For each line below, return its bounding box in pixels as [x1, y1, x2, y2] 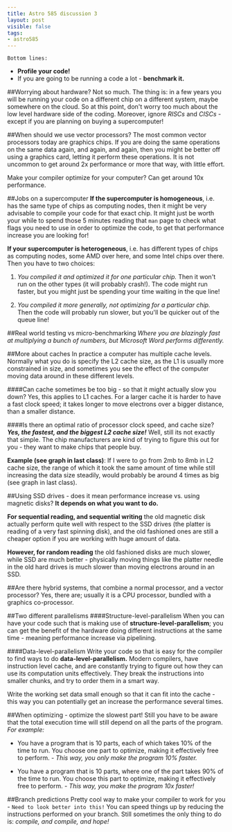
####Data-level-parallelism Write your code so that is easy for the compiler [7, 647, 223, 655]
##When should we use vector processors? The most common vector [7, 131, 206, 139]
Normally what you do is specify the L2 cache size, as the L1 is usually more [7, 357, 224, 366]
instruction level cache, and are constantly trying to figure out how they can [7, 662, 224, 671]
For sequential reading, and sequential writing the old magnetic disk [7, 513, 206, 521]
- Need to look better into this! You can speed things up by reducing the [7, 803, 224, 811]
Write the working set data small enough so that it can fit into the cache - [7, 690, 216, 698]
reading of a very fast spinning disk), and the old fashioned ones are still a [7, 527, 219, 536]
